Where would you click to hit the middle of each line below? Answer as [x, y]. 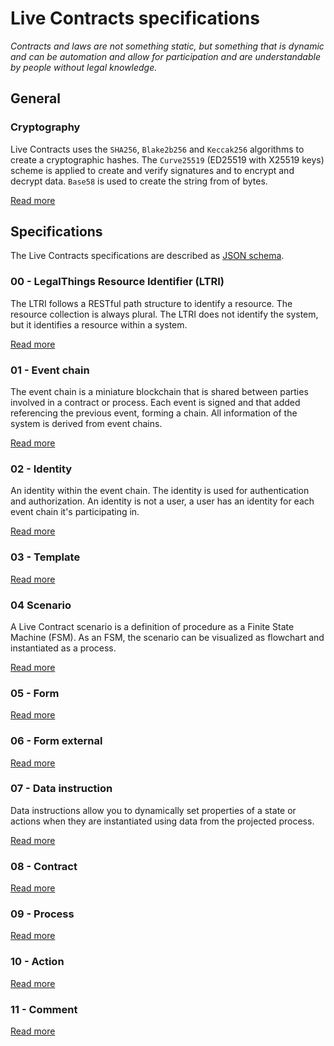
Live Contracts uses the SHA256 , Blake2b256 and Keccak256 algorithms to [157, 149]
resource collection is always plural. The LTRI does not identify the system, [164, 314]
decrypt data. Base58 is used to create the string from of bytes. [139, 181]
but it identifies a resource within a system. [99, 324]
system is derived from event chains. [86, 424]
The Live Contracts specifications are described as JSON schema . [147, 256]
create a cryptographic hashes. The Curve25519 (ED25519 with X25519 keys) [167, 159]
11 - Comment [44, 1009]
